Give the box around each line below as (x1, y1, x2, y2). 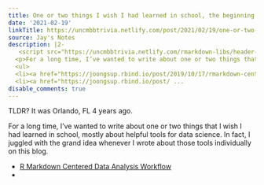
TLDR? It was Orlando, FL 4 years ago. (8, 106, 134, 116)
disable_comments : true (8, 84, 86, 93)
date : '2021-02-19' (8, 19, 72, 27)
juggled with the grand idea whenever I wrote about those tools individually (8, 139, 251, 148)
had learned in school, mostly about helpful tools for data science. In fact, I (8, 130, 251, 139)
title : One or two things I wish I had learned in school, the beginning (8, 11, 255, 20)
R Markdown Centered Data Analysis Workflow (19, 162, 171, 172)
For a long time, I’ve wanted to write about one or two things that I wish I (8, 121, 242, 131)
